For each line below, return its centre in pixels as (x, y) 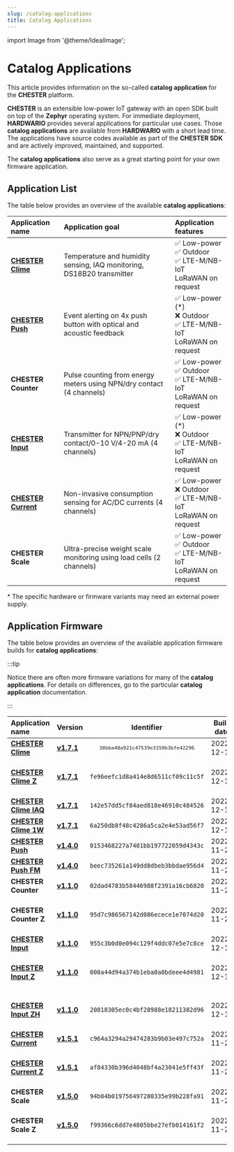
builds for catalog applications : (53, 650)
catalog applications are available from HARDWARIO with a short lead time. (117, 131)
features (189, 231)
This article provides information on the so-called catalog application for (112, 87)
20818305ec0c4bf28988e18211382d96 (147, 1010)
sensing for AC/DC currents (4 (114, 502)
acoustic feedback (94, 333)
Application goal (92, 227)
